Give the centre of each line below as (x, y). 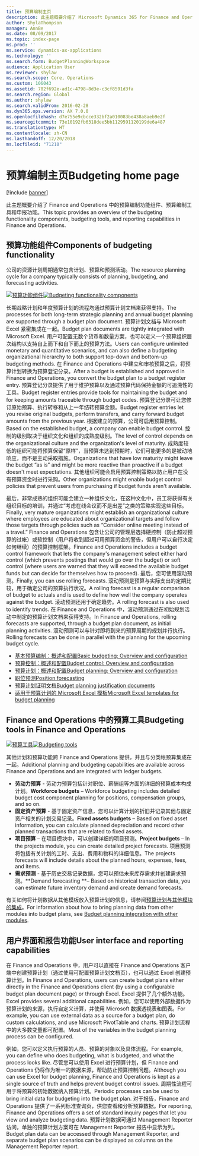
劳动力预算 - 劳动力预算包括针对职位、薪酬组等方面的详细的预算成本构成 (103, 784)
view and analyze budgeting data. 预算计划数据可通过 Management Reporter (99, 1120)
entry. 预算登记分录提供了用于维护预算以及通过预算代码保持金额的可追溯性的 (99, 385)
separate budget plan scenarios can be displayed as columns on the (89, 1140)
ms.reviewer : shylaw (32, 73)
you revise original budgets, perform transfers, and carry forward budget (95, 414)
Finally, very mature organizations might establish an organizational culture (98, 512)
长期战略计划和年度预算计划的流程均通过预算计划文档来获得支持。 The (91, 308)
